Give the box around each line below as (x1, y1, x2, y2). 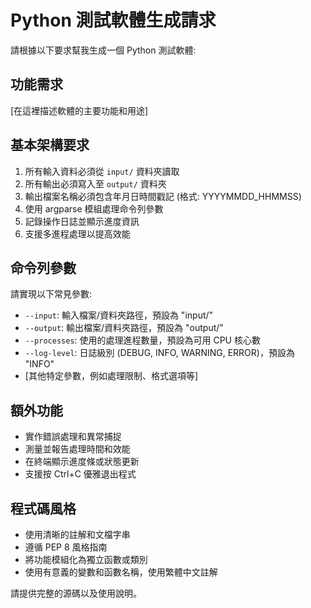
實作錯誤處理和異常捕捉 (24, 431, 122, 443)
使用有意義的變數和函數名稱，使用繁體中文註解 (24, 566, 218, 578)
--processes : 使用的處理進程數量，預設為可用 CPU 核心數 (24, 334, 261, 346)
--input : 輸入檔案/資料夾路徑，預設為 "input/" (24, 309, 214, 321)
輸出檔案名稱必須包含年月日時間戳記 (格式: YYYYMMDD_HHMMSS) (24, 190, 302, 202)
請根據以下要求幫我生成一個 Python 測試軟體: (10, 44, 197, 56)
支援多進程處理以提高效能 (24, 227, 131, 240)
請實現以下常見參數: (10, 288, 93, 300)
